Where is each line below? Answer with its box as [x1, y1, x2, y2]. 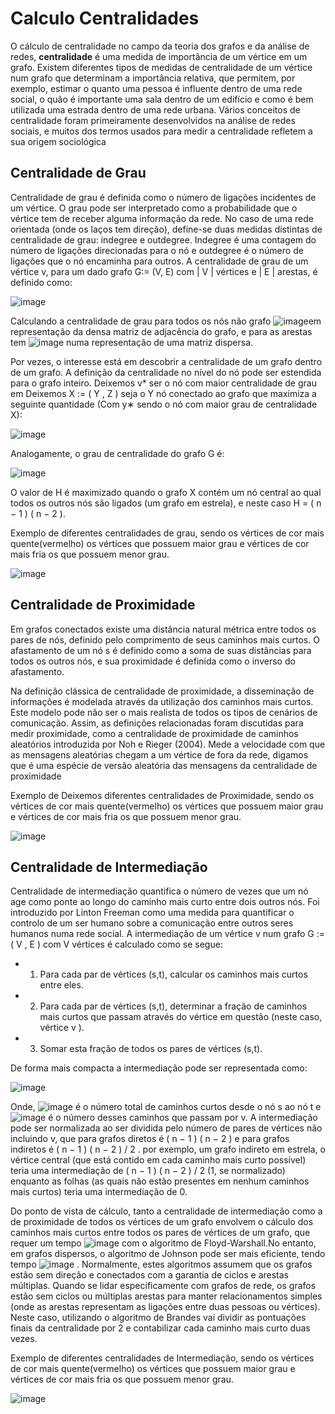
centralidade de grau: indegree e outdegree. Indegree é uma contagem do [10, 233, 317, 246]
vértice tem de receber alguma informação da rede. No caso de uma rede [10, 212, 314, 224]
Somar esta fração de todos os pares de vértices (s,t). [39, 1043, 263, 1055]
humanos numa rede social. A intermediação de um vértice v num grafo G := [10, 928, 326, 940]
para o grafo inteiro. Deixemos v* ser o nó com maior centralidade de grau [10, 377, 317, 389]
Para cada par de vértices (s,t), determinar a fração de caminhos [39, 1000, 308, 1012]
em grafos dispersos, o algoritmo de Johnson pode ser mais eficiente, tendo [10, 1248, 326, 1260]
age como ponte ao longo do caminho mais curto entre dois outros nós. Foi [10, 896, 320, 908]
